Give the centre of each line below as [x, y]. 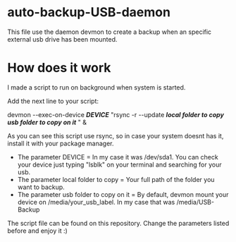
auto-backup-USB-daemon [89, 12]
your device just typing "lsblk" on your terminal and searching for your [119, 164]
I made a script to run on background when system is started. [97, 87]
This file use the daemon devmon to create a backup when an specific [110, 32]
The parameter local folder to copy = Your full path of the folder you [116, 179]
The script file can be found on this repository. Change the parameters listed [118, 223]
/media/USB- [195, 202]
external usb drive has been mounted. [62, 39]
